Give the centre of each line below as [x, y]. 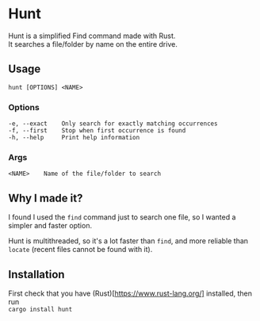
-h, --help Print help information [74, 138]
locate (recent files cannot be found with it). [80, 250]
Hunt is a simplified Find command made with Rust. [92, 36]
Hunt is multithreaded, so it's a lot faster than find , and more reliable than [128, 241]
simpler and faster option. [50, 226]
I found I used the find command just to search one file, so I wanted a [122, 217]
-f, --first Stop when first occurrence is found [97, 131]
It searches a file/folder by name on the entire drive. [93, 44]
